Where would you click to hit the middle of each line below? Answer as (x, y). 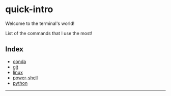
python (20, 83)
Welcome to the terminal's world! (40, 23)
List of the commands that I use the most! (49, 33)
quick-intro (29, 9)
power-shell (25, 78)
